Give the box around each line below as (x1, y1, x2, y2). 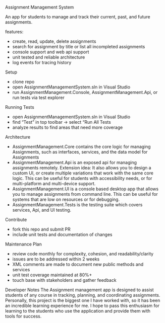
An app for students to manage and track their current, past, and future (5, 14, 150, 19)
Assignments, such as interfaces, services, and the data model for (12, 149, 148, 155)
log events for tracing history (12, 60, 72, 65)
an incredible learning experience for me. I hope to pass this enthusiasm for (5, 303, 160, 309)
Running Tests (5, 104, 35, 110)
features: (5, 29, 24, 34)
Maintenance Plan (5, 241, 42, 247)
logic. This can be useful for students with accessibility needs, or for (12, 175, 153, 181)
